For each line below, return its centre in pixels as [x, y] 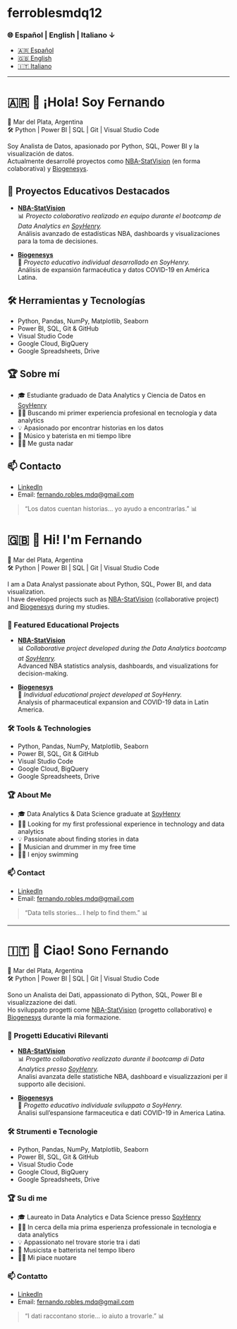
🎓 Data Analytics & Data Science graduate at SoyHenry [99, 813]
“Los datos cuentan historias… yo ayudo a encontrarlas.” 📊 [111, 508]
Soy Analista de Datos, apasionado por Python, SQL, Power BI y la [103, 146]
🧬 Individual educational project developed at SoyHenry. [99, 695]
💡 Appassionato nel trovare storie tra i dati [79, 1242]
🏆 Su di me [28, 1198]
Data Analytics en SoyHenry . [60, 226]
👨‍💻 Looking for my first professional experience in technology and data [121, 824]
